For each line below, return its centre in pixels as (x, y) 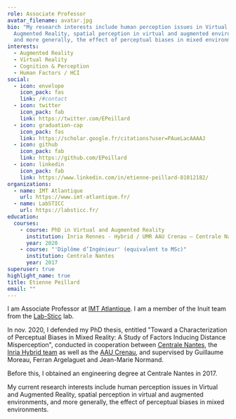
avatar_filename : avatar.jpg (50, 20)
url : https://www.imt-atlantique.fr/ (75, 197)
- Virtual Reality (41, 60)
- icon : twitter (37, 106)
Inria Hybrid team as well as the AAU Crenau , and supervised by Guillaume (115, 352)
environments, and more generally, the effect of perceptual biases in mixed (116, 402)
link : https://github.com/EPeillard (74, 158)
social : (19, 79)
